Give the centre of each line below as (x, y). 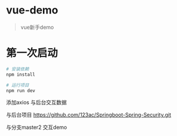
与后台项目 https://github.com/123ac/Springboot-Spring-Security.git (89, 115)
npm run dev (21, 91)
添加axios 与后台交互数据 (36, 103)
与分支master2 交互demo (37, 127)
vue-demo (32, 10)
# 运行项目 (18, 85)
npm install (21, 74)
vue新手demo (37, 27)
